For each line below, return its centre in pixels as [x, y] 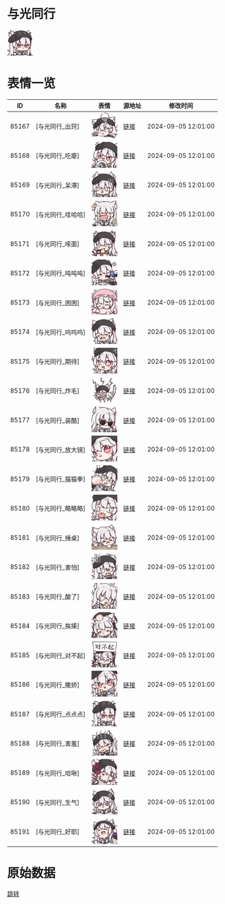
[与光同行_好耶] [57, 832]
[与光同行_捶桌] [57, 537]
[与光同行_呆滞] [57, 185]
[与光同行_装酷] [57, 420]
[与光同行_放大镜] [61, 449]
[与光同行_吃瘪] [57, 156]
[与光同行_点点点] [61, 715]
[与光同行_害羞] [57, 743]
